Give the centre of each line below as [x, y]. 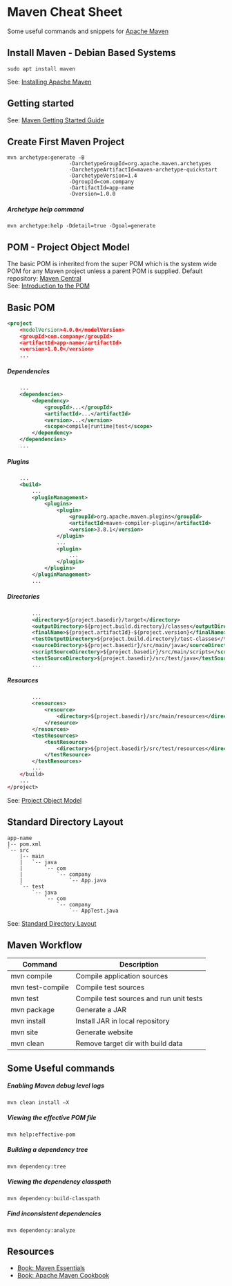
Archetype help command [46, 209]
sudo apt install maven [41, 69]
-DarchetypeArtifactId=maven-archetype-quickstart [143, 170]
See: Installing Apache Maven [49, 82]
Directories [23, 597]
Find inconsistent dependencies [54, 1213]
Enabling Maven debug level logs [56, 1085]
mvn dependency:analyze [41, 1230]
